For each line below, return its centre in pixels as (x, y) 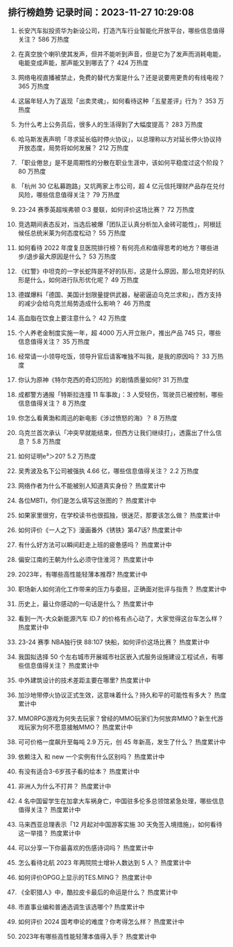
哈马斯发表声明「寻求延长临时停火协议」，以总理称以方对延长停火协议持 (120, 139)
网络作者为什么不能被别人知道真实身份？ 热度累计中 (92, 486)
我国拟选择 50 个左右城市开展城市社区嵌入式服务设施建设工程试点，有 (118, 657)
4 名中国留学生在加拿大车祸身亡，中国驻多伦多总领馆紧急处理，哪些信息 (121, 800)
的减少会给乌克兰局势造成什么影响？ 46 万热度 (84, 303)
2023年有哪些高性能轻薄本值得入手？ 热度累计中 (87, 936)
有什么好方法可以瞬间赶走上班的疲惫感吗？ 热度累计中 (95, 545)
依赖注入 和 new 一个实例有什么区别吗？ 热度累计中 (91, 757)
